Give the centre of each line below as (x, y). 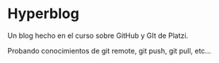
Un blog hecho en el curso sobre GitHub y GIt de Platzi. (98, 35)
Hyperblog (44, 14)
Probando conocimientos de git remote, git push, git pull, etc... (109, 50)
